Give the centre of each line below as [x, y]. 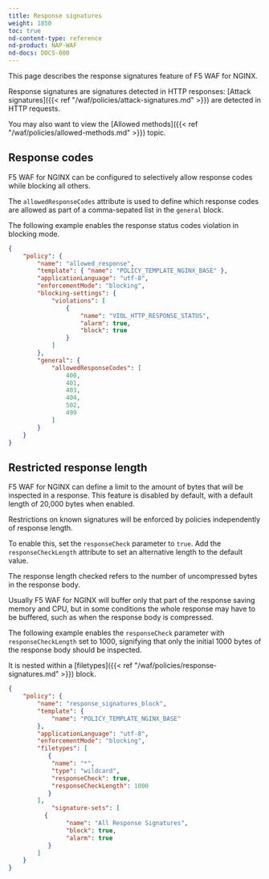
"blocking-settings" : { [77, 294]
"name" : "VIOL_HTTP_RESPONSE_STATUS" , [145, 315]
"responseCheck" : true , [91, 778]
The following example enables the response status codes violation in [124, 225]
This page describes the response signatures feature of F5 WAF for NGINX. [133, 76]
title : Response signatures [55, 16]
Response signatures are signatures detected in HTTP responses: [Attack [130, 92]
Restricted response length [78, 468]
